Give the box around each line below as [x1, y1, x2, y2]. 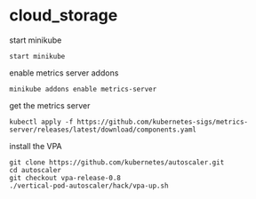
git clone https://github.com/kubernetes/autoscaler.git [9, 157, 225, 167]
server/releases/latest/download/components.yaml [9, 125, 197, 134]
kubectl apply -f [9, 117, 74, 126]
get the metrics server [9, 99, 91, 111]
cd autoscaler [9, 165, 62, 174]
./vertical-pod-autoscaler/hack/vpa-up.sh [9, 181, 169, 190]
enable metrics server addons [9, 68, 119, 78]
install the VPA [9, 140, 62, 151]
